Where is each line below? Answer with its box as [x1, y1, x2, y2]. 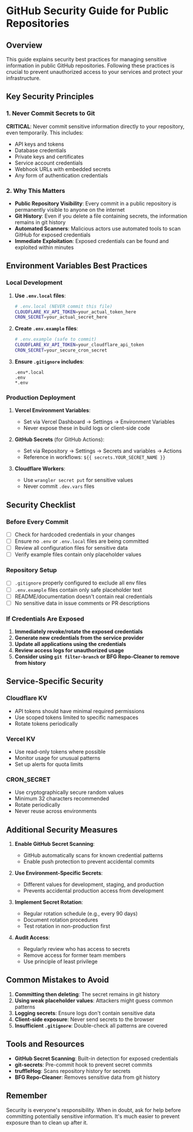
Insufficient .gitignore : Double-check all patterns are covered [14, 1022, 168, 1029]
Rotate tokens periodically [14, 720, 78, 727]
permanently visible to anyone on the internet [14, 206, 125, 213]
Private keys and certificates [14, 153, 84, 160]
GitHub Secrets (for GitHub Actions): [14, 436, 105, 443]
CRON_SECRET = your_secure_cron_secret [14, 347, 108, 353]
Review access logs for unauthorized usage [14, 647, 125, 654]
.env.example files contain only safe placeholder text [14, 586, 142, 593]
